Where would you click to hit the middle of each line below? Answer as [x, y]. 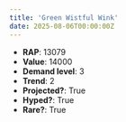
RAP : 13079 [44, 52]
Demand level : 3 [53, 71]
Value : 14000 [47, 61]
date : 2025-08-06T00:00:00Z [62, 26]
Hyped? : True [48, 99]
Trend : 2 [39, 80]
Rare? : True [44, 109]
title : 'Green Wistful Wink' [64, 18]
